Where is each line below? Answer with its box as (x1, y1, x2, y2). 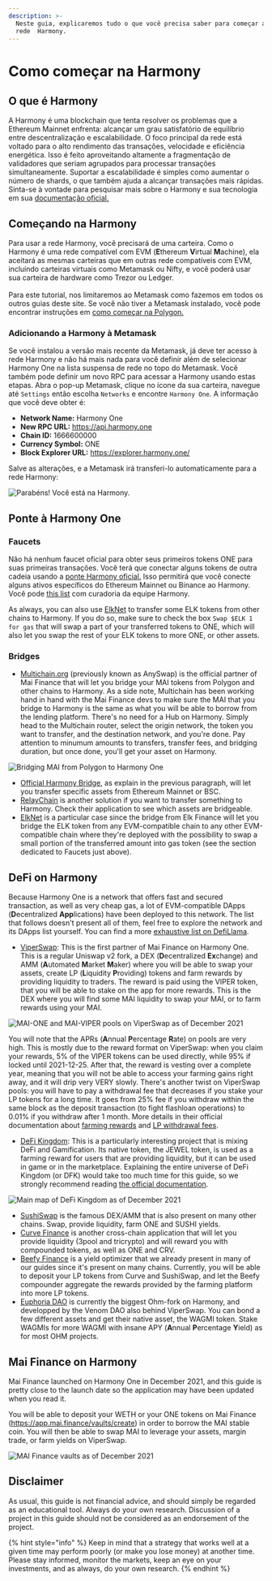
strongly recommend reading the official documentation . (19, 1179, 209, 1189)
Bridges (8, 651, 40, 662)
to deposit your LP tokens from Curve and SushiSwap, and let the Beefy (19, 1271, 261, 1281)
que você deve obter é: (8, 398, 87, 407)
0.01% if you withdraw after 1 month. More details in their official (8, 1112, 223, 1122)
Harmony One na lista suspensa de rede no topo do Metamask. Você (8, 363, 239, 373)
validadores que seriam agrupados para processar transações (8, 159, 216, 169)
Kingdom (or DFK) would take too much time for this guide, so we (19, 1170, 239, 1181)
